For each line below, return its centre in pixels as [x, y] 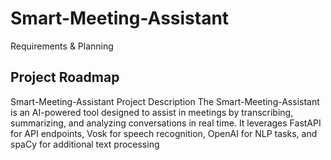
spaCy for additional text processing [85, 144]
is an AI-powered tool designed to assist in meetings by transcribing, [152, 112]
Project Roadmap [65, 77]
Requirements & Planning [62, 46]
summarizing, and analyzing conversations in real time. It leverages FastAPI [166, 123]
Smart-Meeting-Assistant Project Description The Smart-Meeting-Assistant [165, 101]
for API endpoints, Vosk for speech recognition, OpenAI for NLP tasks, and [164, 133]
